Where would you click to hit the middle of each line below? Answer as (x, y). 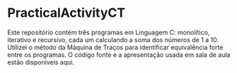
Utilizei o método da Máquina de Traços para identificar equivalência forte (115, 47)
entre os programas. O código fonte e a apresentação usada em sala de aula (119, 55)
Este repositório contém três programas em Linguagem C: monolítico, (109, 32)
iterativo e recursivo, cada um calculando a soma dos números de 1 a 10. (113, 39)
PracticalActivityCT (67, 13)
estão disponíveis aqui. (41, 62)
